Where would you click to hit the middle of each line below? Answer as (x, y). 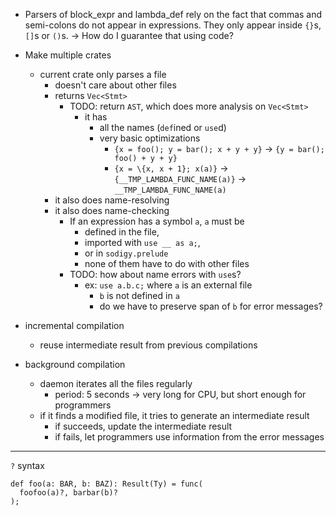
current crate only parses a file (103, 74)
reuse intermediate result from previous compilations (148, 345)
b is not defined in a (139, 295)
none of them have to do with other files (167, 263)
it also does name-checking (112, 210)
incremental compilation (74, 325)
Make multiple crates (68, 55)
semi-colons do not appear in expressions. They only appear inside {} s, (173, 25)
